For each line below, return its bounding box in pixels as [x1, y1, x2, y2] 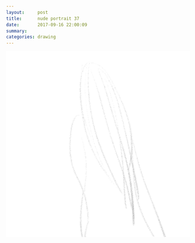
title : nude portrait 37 [6, 15, 80, 22]
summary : [6, 28, 27, 34]
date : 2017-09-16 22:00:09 [6, 22, 88, 27]
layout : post [6, 9, 48, 15]
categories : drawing [6, 34, 57, 40]
